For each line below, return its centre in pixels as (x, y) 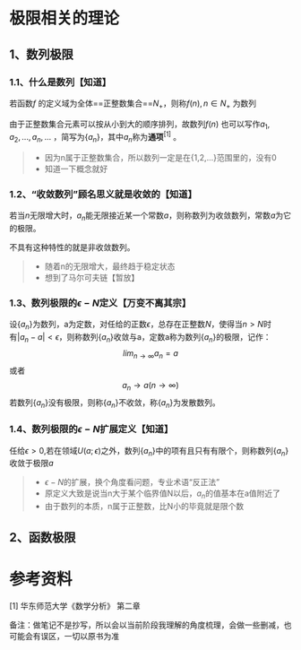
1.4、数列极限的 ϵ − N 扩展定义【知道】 (91, 429)
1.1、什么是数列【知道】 (60, 82)
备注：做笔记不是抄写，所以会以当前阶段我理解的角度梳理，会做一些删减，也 (150, 625)
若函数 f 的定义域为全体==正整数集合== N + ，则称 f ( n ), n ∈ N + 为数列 (133, 104)
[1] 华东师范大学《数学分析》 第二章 (75, 605)
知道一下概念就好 (76, 169)
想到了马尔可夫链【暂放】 (92, 278)
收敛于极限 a (31, 464)
